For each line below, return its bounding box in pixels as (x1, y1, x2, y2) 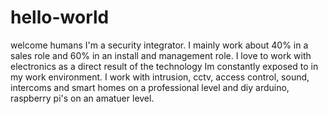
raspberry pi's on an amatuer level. (10, 92, 155, 104)
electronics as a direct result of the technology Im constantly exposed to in (10, 60, 319, 72)
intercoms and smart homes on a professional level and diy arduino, (10, 81, 290, 93)
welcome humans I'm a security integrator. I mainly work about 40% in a (10, 39, 309, 51)
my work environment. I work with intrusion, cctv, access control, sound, (10, 71, 310, 83)
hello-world (10, 6, 110, 29)
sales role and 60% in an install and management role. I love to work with (10, 49, 312, 61)
